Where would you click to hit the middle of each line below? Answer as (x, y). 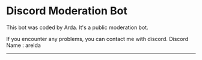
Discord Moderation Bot (67, 11)
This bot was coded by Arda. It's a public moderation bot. (77, 27)
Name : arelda (23, 45)
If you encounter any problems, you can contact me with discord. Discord (97, 39)
